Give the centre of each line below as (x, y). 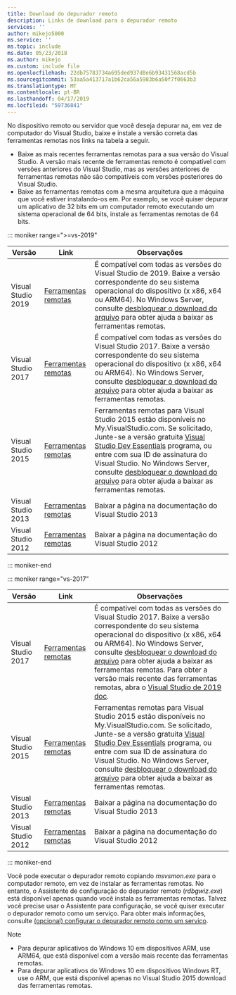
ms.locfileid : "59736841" (45, 106)
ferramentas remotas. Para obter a (151, 670)
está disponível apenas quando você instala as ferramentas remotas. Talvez (117, 898)
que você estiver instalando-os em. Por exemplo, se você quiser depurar (123, 199)
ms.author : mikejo (34, 60)
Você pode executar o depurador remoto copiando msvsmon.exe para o (112, 876)
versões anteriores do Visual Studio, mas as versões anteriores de (113, 169)
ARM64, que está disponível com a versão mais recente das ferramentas (123, 956)
